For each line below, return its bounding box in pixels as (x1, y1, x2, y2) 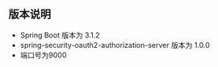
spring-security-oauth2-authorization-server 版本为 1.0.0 (19, 40, 210, 49)
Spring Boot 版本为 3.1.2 (19, 30, 100, 40)
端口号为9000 (19, 50, 67, 60)
